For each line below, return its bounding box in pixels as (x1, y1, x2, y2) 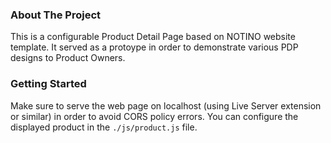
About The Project (10, 8, 102, 22)
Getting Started (10, 77, 87, 91)
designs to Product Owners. (10, 52, 126, 64)
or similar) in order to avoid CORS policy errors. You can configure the (10, 110, 299, 122)
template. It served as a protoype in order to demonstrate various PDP (10, 41, 299, 53)
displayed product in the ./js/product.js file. (10, 121, 198, 133)
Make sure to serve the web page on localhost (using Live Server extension (10, 99, 322, 112)
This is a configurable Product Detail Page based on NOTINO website (10, 31, 296, 43)
